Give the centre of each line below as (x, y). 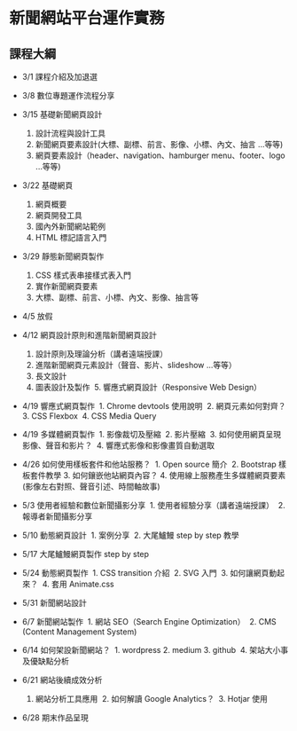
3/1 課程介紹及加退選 (60, 77)
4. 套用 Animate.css (78, 584)
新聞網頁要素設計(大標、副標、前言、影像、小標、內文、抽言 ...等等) (159, 144)
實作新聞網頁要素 (66, 286)
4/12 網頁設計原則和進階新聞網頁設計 (90, 335)
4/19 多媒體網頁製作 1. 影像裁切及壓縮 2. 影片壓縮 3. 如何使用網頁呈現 (152, 434)
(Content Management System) (79, 632)
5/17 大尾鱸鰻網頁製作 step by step (85, 554)
